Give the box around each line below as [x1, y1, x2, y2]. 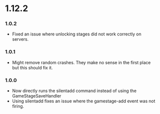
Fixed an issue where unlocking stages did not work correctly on [12, 31, 142, 37]
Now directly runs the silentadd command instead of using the [12, 88, 137, 94]
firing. [12, 103, 24, 109]
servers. [12, 36, 29, 42]
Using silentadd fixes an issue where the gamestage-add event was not [12, 98, 156, 104]
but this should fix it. [12, 65, 53, 70]
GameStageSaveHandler [12, 93, 62, 99]
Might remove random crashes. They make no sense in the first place [12, 59, 151, 65]
